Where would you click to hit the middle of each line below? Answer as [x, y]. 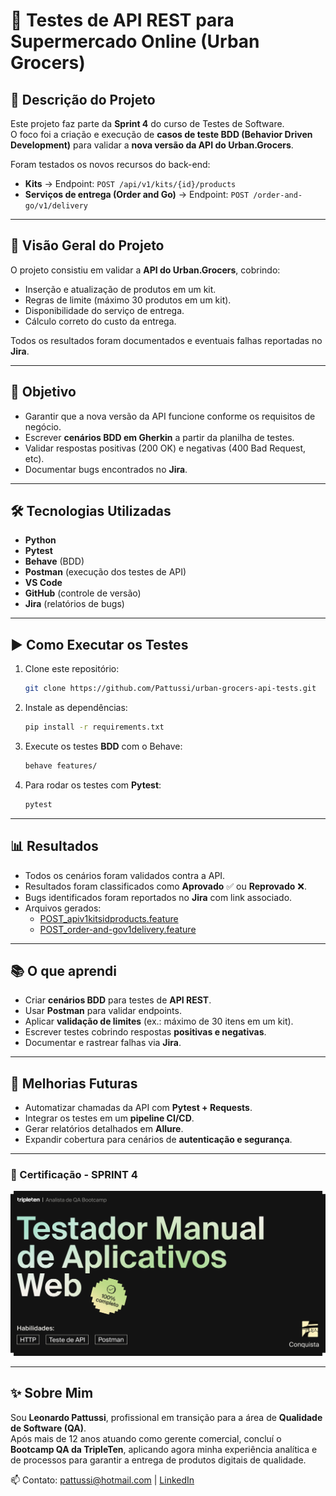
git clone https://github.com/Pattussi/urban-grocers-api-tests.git [170, 689]
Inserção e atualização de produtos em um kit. [120, 289]
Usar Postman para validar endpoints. [103, 1011]
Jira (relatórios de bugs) [74, 604]
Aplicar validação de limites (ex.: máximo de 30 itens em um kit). [159, 1021]
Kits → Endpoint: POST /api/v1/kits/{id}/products [130, 183]
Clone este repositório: [72, 669]
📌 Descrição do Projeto [83, 99]
